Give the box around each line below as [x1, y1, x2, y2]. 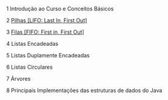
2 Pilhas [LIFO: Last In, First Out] [6, 17, 87, 23]
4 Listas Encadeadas [6, 40, 59, 47]
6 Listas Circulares [6, 63, 53, 70]
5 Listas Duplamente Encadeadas [6, 52, 90, 59]
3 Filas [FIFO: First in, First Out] [6, 28, 84, 36]
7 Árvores [6, 75, 31, 82]
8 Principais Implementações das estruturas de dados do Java [6, 87, 163, 94]
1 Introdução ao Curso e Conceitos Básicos [6, 5, 114, 12]
